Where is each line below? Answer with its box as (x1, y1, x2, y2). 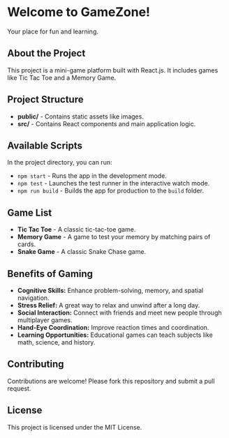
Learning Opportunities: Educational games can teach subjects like (17, 331, 213, 339)
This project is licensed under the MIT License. (7, 423, 142, 431)
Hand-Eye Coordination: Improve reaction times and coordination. (17, 324, 209, 331)
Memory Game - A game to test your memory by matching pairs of (17, 233, 211, 241)
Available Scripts (7, 139, 82, 151)
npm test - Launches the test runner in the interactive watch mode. (17, 179, 210, 188)
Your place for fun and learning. (7, 27, 99, 36)
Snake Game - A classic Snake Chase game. (17, 248, 147, 256)
